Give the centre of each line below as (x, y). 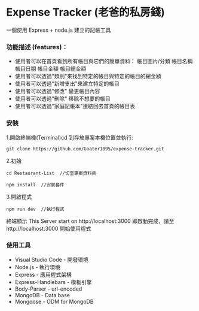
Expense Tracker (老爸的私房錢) (86, 12)
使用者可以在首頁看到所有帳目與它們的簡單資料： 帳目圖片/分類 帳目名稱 (104, 61)
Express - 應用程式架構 (43, 274)
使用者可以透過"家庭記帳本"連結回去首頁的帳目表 (75, 106)
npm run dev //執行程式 (35, 209)
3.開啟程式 (19, 197)
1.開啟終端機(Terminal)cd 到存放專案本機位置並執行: (70, 137)
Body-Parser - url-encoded (48, 289)
